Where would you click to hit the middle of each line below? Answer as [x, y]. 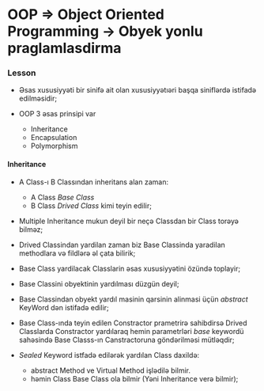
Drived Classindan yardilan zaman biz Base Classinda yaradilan [122, 245]
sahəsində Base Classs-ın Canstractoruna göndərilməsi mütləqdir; [126, 340]
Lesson [22, 73]
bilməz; [31, 229]
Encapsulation [54, 138]
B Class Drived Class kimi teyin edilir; [91, 205]
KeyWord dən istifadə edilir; [64, 307]
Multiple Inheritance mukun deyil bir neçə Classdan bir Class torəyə [128, 221]
